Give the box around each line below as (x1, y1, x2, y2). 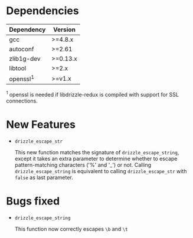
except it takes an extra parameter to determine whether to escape (14, 155, 178, 162)
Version (53, 25, 76, 34)
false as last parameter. (14, 174, 74, 181)
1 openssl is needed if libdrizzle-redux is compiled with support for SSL (6, 90, 179, 98)
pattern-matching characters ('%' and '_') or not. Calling (14, 161, 152, 168)
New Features (6, 118, 76, 131)
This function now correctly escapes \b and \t (14, 225, 128, 232)
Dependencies (6, 4, 79, 18)
